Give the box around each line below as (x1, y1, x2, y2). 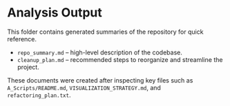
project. (17, 63, 39, 71)
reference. (7, 34, 37, 43)
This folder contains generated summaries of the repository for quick (7, 28, 204, 36)
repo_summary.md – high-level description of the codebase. (17, 48, 183, 56)
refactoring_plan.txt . (7, 91, 71, 99)
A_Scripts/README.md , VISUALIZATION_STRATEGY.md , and (7, 83, 161, 92)
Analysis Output (7, 5, 102, 21)
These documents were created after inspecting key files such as (7, 76, 193, 84)
